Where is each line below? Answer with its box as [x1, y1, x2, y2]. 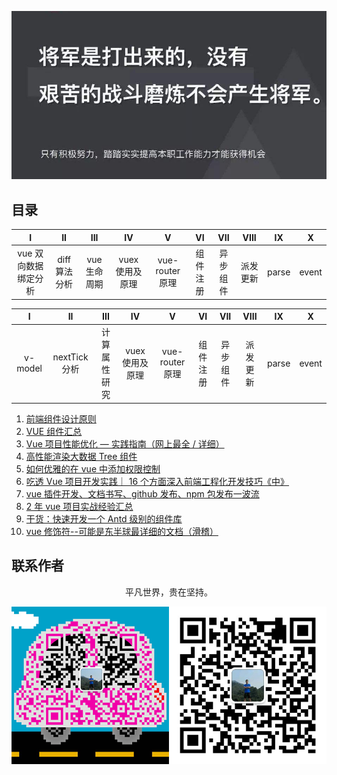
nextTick [52, 351, 89, 363]
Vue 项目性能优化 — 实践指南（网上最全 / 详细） [25, 437, 225, 450]
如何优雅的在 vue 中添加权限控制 [25, 462, 161, 475]
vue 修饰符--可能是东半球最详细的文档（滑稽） [25, 525, 219, 537]
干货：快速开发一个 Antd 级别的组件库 [25, 512, 183, 525]
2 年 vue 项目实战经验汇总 [25, 500, 134, 512]
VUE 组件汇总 [25, 425, 83, 437]
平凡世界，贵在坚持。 [125, 586, 213, 598]
